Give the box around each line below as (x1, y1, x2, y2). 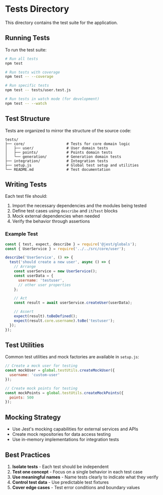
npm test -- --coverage (5, 74, 54, 79)
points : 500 (9, 395, 34, 400)
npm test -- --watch (5, 101, 47, 106)
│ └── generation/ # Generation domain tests (5, 154, 121, 159)
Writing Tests (5, 180, 47, 189)
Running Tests (5, 34, 50, 42)
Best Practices (5, 450, 50, 459)
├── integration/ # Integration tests (5, 158, 109, 164)
